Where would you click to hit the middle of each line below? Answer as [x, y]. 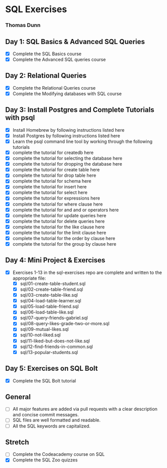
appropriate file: [29, 278]
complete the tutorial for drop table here [54, 175]
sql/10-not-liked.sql [40, 335]
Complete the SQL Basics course [47, 54]
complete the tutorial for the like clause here [58, 227]
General [18, 397]
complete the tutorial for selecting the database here [67, 159]
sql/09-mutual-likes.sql [45, 329]
